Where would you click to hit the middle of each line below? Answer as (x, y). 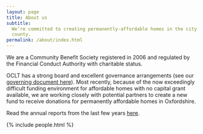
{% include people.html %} (40, 125)
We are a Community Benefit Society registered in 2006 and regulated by (98, 57)
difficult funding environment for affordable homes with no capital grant (96, 88)
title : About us (27, 18)
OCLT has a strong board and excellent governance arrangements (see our (100, 75)
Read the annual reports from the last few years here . (73, 113)
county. (22, 35)
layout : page (23, 12)
